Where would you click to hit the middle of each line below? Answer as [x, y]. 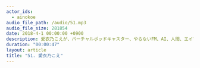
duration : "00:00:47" [33, 45]
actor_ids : [20, 12]
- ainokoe [24, 17]
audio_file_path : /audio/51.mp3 [46, 22]
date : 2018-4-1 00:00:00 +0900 [45, 34]
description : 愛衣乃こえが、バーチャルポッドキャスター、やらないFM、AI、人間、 [95, 39]
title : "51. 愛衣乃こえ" [35, 56]
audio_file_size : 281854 [37, 28]
